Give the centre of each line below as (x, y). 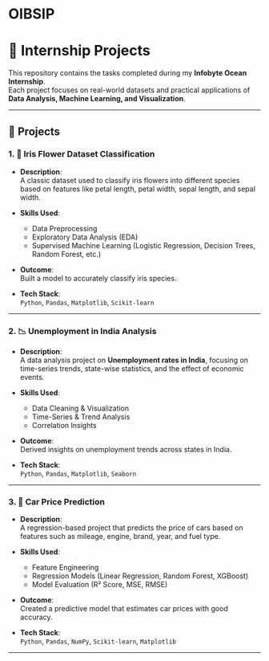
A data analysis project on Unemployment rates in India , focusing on (134, 360)
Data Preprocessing (64, 228)
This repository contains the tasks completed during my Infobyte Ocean (128, 73)
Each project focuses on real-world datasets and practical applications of (129, 90)
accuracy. (36, 617)
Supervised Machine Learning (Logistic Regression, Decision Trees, (144, 245)
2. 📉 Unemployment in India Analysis (82, 331)
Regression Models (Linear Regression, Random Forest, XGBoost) (140, 576)
